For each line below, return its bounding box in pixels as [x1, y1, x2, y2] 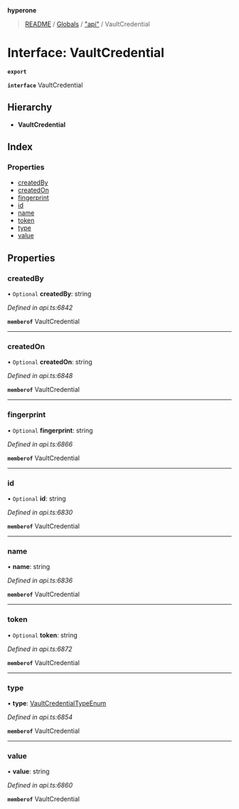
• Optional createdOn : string [7, 357, 92, 366]
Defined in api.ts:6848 [7, 372, 73, 380]
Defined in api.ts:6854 [7, 712, 73, 721]
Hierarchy [7, 101, 53, 113]
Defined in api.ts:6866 [7, 439, 73, 448]
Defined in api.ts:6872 [7, 644, 73, 653]
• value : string [7, 767, 50, 776]
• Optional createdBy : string [7, 290, 92, 298]
